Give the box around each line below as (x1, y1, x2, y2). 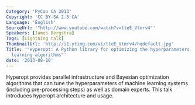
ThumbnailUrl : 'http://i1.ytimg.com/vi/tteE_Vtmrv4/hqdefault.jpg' (6, 41, 175, 47)
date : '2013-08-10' (6, 57, 54, 63)
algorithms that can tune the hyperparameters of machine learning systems (6, 79, 189, 86)
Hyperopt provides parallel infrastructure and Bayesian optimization (6, 73, 169, 80)
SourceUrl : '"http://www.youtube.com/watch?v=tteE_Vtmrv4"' (6, 24, 156, 31)
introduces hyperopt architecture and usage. (6, 92, 114, 99)
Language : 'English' (6, 19, 57, 25)
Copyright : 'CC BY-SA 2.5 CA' (6, 14, 80, 20)
